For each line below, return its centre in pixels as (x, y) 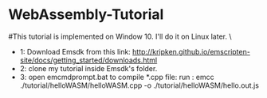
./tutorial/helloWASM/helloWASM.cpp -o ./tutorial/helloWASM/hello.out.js (139, 85)
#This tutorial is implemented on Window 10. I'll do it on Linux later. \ (120, 36)
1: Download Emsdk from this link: (75, 51)
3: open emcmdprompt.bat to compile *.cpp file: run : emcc (117, 77)
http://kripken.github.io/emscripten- (192, 51)
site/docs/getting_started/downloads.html (88, 60)
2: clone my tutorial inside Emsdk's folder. (88, 68)
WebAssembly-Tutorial (86, 15)
